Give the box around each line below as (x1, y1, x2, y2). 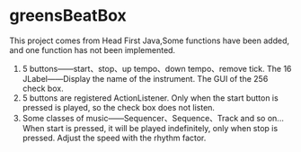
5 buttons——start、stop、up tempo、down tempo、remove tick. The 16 (22, 63, 292, 74)
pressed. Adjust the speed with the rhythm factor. (22, 132, 207, 143)
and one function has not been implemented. (9, 44, 176, 55)
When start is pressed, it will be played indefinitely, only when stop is (22, 122, 279, 133)
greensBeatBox (9, 5, 128, 26)
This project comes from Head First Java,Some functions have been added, (9, 35, 290, 46)
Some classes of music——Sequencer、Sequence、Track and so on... (22, 112, 285, 123)
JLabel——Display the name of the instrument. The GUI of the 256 (22, 73, 269, 84)
